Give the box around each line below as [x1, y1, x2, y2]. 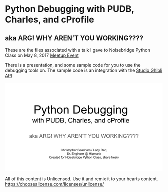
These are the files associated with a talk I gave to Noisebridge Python [5, 47, 151, 53]
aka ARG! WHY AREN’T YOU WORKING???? [5, 34, 144, 42]
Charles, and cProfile [5, 14, 95, 25]
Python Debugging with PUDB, [5, 3, 134, 15]
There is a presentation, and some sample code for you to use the [5, 62, 141, 68]
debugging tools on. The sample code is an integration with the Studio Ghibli [5, 67, 163, 73]
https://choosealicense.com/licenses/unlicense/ [5, 181, 104, 187]
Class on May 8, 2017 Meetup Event [5, 52, 79, 58]
